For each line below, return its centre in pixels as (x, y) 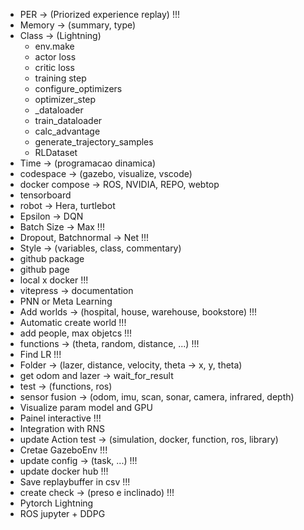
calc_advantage (67, 131)
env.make (54, 46)
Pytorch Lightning (56, 503)
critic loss (54, 67)
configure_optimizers (78, 88)
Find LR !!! (40, 354)
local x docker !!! (54, 280)
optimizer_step (65, 99)
